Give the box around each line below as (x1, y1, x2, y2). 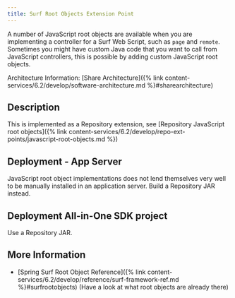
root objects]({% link (7, 128, 68, 136)
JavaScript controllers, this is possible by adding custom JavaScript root (7, 52, 218, 61)
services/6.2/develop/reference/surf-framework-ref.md (17, 275, 179, 283)
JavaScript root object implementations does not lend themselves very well (7, 174, 227, 183)
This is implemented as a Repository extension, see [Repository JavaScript (7, 120, 225, 129)
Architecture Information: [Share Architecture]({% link (7, 73, 164, 82)
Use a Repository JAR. (7, 229, 73, 237)
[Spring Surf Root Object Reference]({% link (17, 268, 146, 276)
